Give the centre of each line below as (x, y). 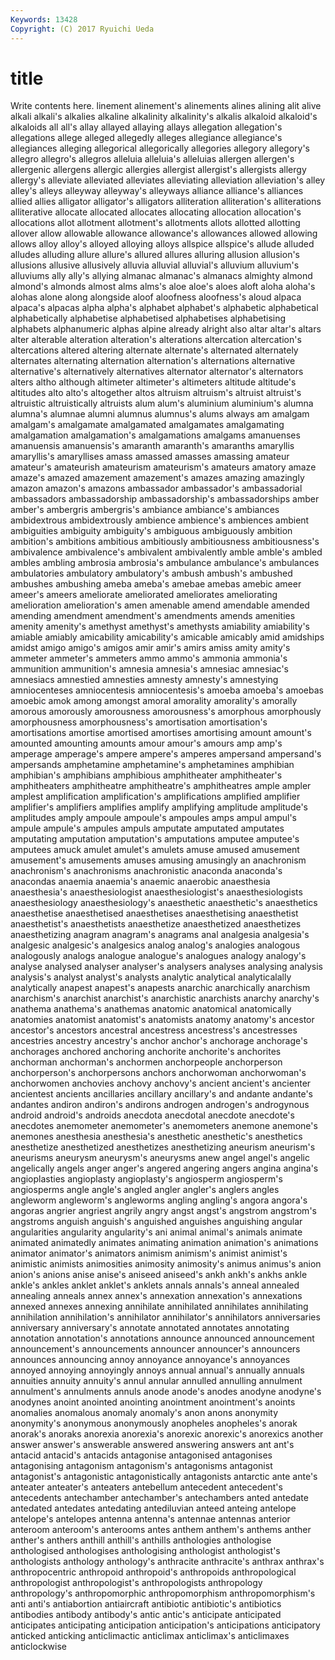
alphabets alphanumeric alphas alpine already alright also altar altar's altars (166, 329)
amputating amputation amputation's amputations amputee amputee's (155, 839)
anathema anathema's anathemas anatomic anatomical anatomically (151, 1009)
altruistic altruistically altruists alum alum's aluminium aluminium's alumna (162, 403)
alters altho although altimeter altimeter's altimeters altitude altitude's (153, 382)
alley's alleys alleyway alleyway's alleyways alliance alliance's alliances (157, 191)
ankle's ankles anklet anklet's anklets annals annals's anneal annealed (155, 1285)
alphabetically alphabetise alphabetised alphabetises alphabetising (148, 318)
